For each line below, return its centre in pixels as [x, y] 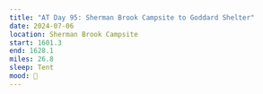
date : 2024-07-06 [42, 26]
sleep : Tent [31, 68]
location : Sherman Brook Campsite [74, 34]
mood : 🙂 [24, 76]
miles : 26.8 [31, 59]
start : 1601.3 [36, 43]
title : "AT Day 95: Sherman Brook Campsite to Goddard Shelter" [132, 17]
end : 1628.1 [31, 51]
